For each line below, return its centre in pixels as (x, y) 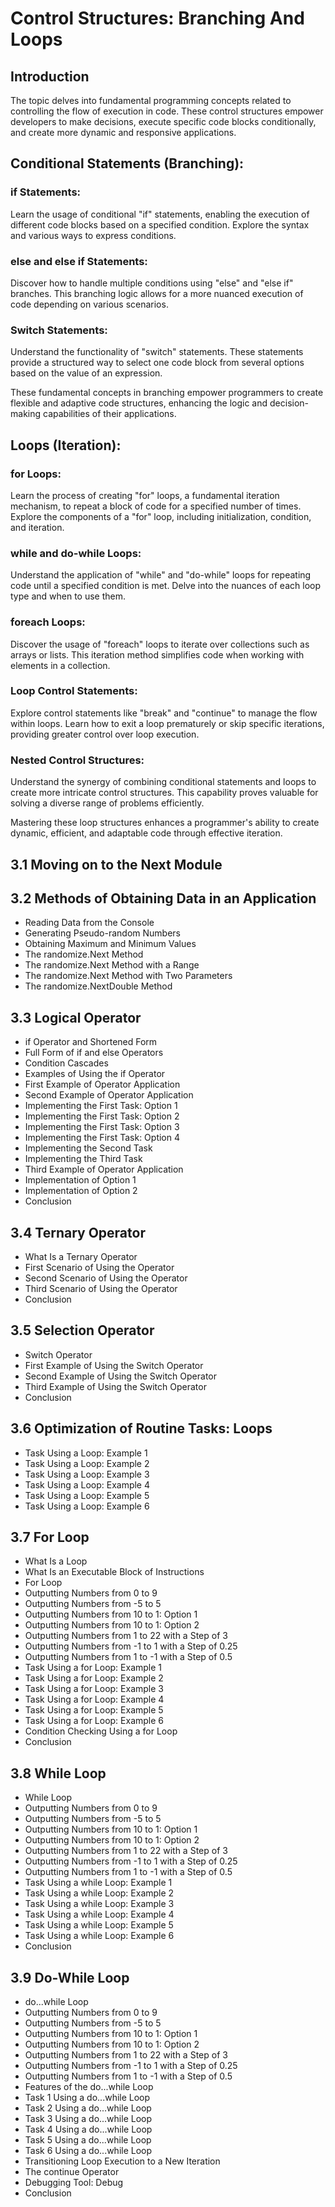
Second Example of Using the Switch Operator (120, 1376)
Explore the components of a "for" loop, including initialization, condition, (161, 516)
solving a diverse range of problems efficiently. (107, 803)
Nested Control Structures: (77, 760)
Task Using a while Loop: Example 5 (99, 1925)
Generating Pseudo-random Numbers (102, 933)
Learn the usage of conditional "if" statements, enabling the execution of (160, 214)
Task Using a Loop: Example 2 (87, 1463)
